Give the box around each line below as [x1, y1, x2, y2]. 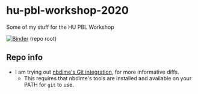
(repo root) [29, 35, 57, 42]
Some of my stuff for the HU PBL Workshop [6, 23, 114, 31]
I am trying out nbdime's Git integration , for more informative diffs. [14, 68, 179, 75]
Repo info [6, 52, 43, 63]
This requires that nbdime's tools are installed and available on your [23, 74, 192, 81]
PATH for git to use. [23, 81, 74, 88]
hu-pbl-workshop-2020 [6, 4, 129, 17]
